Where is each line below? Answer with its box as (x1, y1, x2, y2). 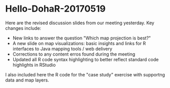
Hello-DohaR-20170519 (5, 3, 106, 15)
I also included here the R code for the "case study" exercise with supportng (5, 71, 165, 77)
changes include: (5, 25, 42, 31)
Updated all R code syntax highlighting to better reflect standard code (12, 56, 159, 62)
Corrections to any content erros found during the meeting (12, 51, 135, 57)
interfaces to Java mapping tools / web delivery (12, 46, 113, 52)
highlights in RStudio (12, 62, 56, 68)
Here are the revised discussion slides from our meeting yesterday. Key (5, 20, 155, 26)
